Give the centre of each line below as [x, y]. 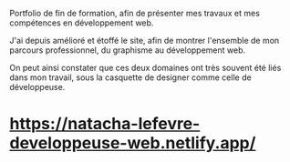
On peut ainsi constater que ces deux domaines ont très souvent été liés [145, 68]
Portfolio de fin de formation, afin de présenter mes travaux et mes [135, 13]
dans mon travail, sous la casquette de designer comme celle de [131, 77]
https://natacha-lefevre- [105, 124]
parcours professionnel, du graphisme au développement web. [128, 50]
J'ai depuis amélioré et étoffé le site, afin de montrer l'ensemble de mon [145, 40]
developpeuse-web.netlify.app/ [133, 143]
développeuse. [37, 87]
